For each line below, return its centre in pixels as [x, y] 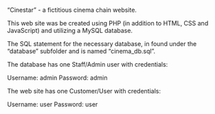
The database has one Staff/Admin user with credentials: [88, 64]
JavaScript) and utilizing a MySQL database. [70, 31]
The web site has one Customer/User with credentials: [84, 91]
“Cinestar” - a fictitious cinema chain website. [72, 10]
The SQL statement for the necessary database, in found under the [102, 44]
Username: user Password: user [53, 104]
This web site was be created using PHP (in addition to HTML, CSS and [108, 23]
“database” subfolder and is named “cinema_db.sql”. [81, 51]
